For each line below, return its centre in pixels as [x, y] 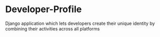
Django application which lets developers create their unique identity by [80, 23]
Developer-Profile [44, 9]
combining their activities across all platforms [53, 28]
